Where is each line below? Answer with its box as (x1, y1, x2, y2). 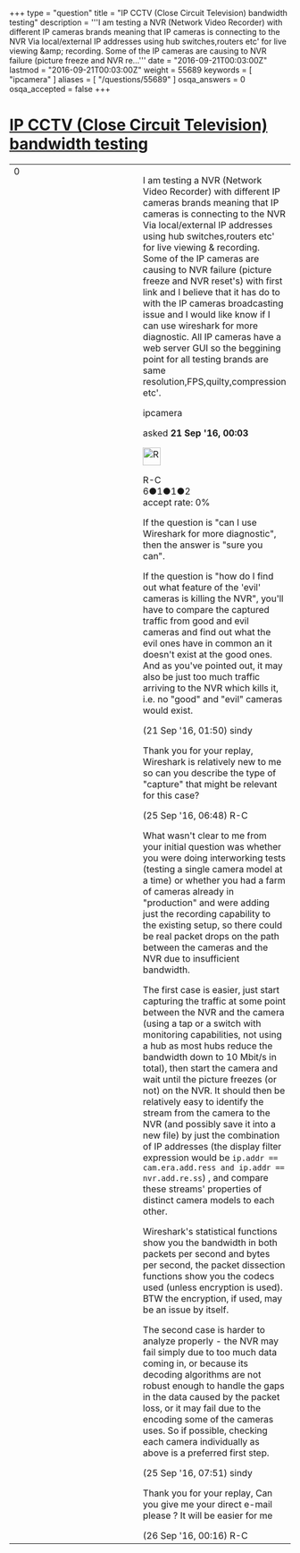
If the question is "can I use (142, 516, 257, 529)
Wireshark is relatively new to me (142, 755, 282, 768)
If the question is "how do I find (142, 570, 274, 582)
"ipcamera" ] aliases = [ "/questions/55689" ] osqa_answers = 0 (9, 74, 246, 84)
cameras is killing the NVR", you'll (142, 592, 284, 605)
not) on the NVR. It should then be (142, 1084, 286, 1097)
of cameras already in (142, 885, 235, 897)
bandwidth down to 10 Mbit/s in (142, 1050, 277, 1063)
